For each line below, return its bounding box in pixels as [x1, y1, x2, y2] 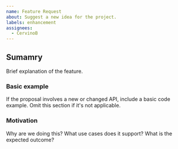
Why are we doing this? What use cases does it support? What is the [6, 130, 172, 137]
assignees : [6, 25, 33, 31]
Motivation [6, 117, 38, 125]
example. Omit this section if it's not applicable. [6, 102, 121, 109]
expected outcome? [6, 136, 55, 143]
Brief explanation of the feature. [6, 67, 83, 74]
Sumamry [6, 52, 43, 62]
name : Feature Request [6, 8, 62, 15]
